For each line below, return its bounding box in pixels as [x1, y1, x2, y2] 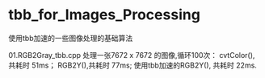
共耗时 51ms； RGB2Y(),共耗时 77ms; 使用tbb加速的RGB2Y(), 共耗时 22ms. [8, 60, 257, 70]
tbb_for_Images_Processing [8, 6, 200, 24]
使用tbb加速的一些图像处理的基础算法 [8, 33, 133, 43]
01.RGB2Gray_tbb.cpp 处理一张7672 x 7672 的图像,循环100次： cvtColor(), [8, 50, 255, 60]
